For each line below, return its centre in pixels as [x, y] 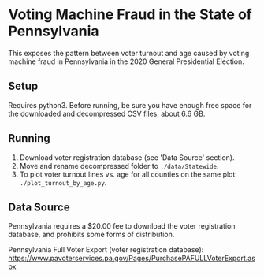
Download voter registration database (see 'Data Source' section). [127, 157]
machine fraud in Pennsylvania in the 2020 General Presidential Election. [126, 61]
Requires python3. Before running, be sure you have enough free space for [130, 105]
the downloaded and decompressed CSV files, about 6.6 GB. [107, 113]
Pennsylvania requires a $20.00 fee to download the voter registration [122, 226]
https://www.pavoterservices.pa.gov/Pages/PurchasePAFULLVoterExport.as [132, 259]
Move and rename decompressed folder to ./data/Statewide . [119, 166]
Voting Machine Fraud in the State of [130, 15]
